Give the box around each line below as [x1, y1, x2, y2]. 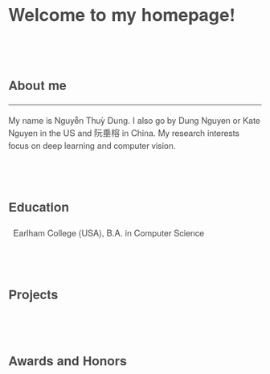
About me [8, 76, 67, 95]
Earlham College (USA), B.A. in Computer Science [13, 225, 205, 239]
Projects [8, 284, 59, 303]
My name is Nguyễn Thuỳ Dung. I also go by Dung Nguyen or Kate [8, 113, 261, 127]
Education [8, 197, 70, 216]
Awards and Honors [8, 351, 127, 370]
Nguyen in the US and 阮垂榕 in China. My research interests [8, 125, 239, 140]
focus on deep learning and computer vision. [8, 138, 177, 152]
